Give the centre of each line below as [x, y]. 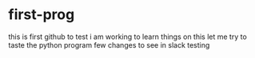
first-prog [42, 15]
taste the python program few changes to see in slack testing [109, 44]
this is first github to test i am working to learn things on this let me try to [128, 37]
